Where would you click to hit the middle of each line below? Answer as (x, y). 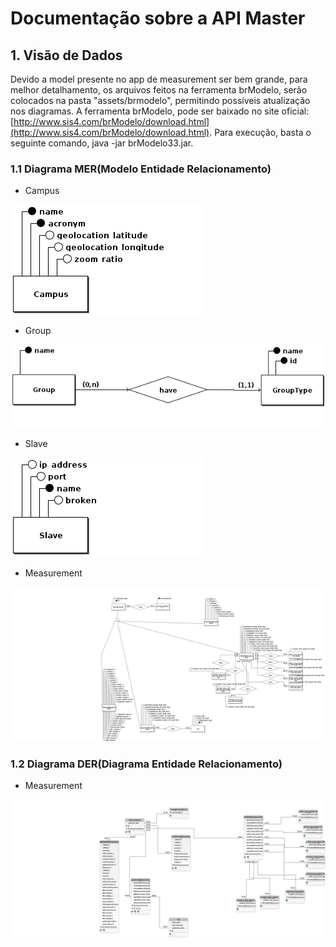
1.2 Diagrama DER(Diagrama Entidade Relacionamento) (146, 764)
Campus (42, 191)
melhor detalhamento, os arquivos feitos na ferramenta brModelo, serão (159, 90)
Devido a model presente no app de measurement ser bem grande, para (159, 79)
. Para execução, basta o (260, 132)
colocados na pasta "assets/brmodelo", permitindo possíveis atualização (160, 100)
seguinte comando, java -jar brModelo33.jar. (102, 143)
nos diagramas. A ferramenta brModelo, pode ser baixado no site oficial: (160, 111)
